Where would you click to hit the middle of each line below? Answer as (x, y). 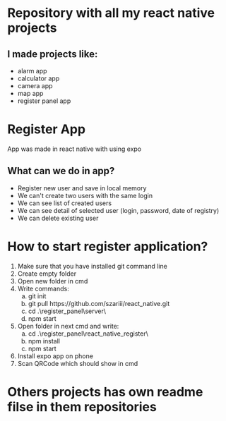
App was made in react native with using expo (75, 149)
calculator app (38, 78)
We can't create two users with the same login (85, 195)
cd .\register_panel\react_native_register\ (88, 334)
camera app (35, 86)
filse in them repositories (82, 407)
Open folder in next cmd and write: (68, 326)
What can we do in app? (61, 171)
